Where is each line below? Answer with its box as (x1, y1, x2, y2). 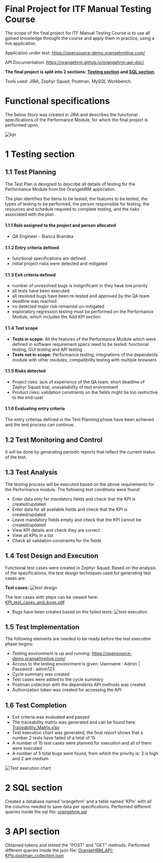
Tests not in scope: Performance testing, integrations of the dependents (12, 351, 158, 358)
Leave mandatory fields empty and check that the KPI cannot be (12, 517, 142, 522)
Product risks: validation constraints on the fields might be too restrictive (12, 389, 158, 395)
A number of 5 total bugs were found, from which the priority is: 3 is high (12, 750, 159, 756)
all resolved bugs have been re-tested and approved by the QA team (12, 293, 150, 299)
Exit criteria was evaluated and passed (12, 714, 90, 720)
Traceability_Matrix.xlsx (12, 725, 60, 730)
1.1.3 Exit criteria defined (5, 272, 56, 277)
